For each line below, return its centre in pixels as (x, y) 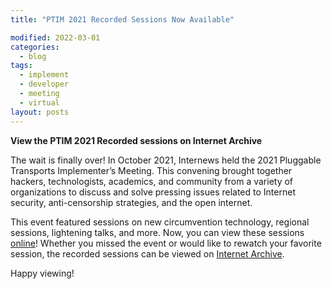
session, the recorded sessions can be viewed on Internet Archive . (147, 253)
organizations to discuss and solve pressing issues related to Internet (153, 192)
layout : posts (40, 112)
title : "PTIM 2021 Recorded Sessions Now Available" (122, 19)
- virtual (39, 102)
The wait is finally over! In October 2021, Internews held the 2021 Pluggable (166, 160)
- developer (44, 84)
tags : (21, 66)
